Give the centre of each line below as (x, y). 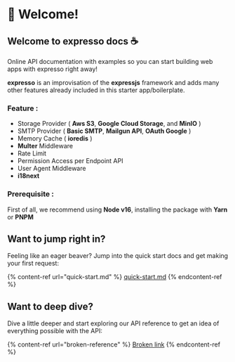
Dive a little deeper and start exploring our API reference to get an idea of (113, 323)
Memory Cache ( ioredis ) (55, 138)
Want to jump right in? (56, 239)
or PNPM (20, 216)
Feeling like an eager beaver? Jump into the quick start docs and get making (118, 256)
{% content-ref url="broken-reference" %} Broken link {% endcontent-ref (114, 344)
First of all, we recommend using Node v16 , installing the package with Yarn (117, 209)
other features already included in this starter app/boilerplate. (96, 90)
